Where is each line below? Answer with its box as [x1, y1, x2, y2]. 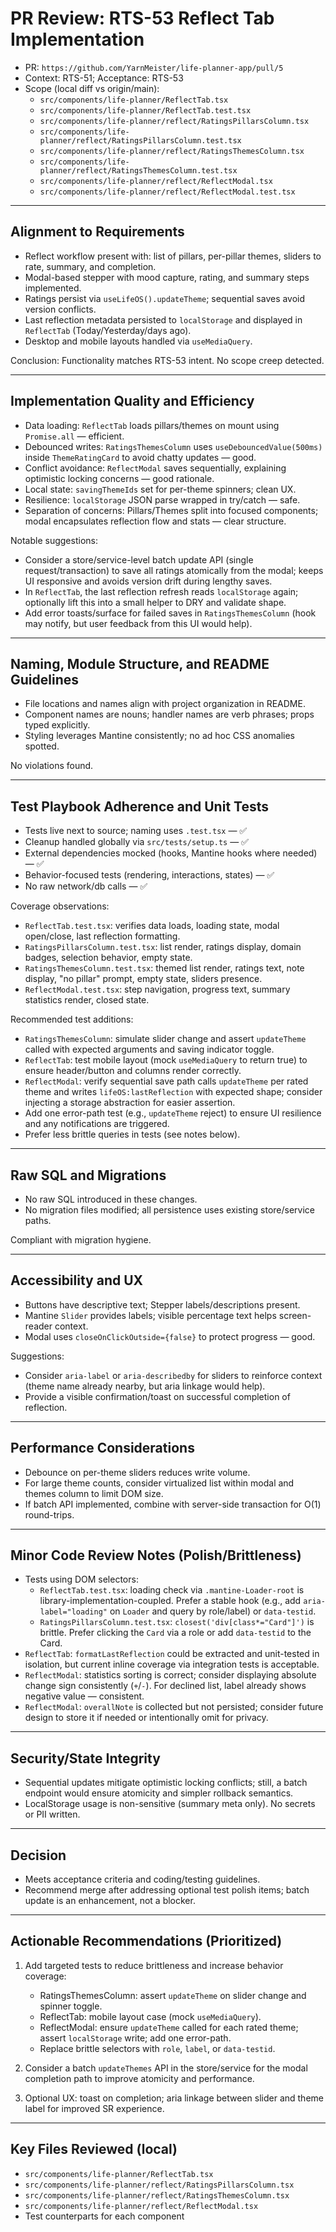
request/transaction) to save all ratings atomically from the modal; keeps [24, 564, 324, 576]
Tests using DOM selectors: [24, 1573, 139, 1586]
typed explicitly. [24, 719, 91, 731]
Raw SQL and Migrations [10, 1167, 167, 1184]
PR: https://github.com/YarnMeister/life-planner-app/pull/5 [24, 61, 284, 73]
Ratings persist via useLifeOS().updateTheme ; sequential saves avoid [24, 292, 306, 304]
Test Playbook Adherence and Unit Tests [10, 798, 269, 815]
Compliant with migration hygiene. [10, 1234, 152, 1246]
